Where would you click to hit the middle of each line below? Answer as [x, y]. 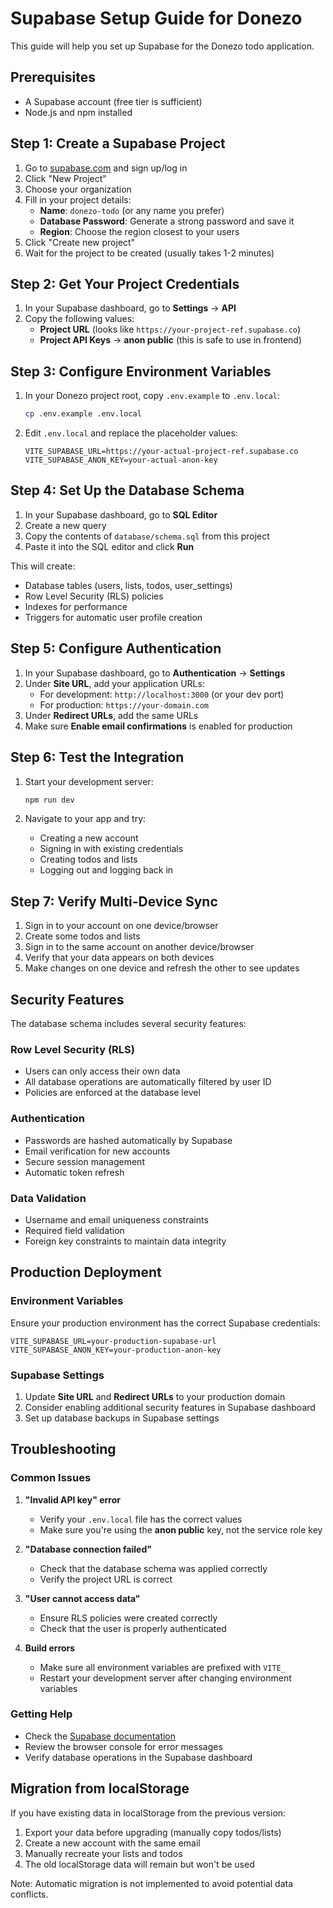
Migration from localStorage [100, 1788]
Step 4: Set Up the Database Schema [127, 490]
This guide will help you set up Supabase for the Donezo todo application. [162, 46]
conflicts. [29, 1894]
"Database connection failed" [88, 1549]
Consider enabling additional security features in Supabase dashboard [170, 1407]
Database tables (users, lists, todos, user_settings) [128, 585]
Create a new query [65, 525]
